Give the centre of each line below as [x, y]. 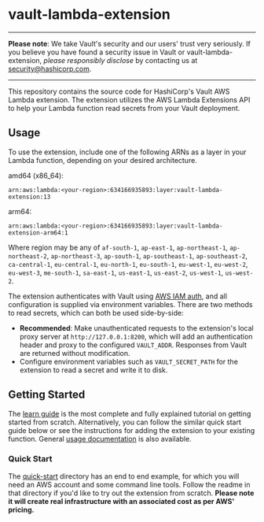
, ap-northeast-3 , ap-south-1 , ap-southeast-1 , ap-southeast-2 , [147, 255]
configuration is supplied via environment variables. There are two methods [130, 304]
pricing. [21, 509]
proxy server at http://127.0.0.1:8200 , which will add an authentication [136, 336]
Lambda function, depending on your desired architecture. [103, 160]
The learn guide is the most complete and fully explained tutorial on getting [130, 413]
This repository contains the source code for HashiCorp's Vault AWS [119, 91]
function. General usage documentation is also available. [100, 439]
